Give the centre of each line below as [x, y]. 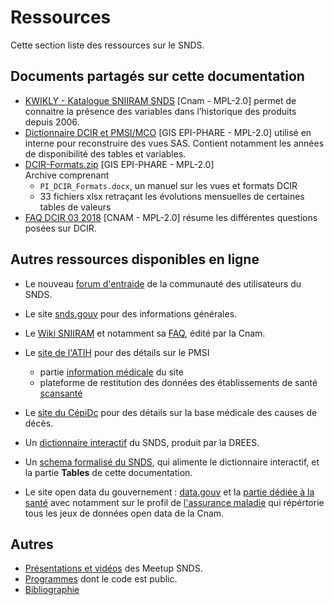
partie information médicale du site [111, 372]
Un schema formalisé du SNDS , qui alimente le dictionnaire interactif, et [172, 462]
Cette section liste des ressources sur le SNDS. [107, 45]
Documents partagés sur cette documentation [157, 76]
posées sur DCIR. [60, 228]
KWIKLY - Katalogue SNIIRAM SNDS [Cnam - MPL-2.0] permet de [160, 100]
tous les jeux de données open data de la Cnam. [124, 513]
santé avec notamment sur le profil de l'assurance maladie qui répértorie [174, 502]
